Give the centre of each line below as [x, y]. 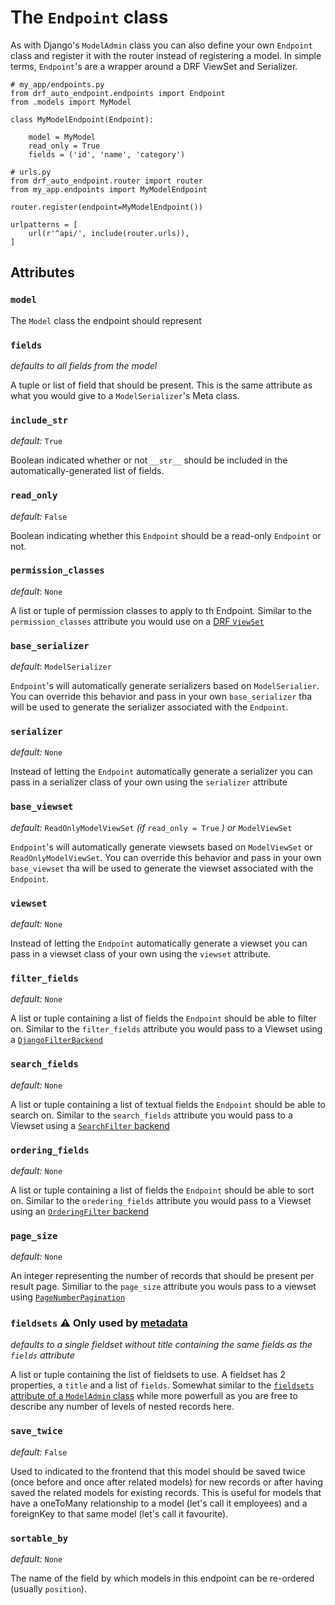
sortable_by [39, 1538]
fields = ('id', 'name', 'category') [107, 154]
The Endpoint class [89, 17]
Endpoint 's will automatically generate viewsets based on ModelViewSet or [161, 847]
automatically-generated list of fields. [87, 471]
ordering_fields [50, 1150]
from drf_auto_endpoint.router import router [106, 181]
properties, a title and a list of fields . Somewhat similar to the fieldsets [162, 1385]
